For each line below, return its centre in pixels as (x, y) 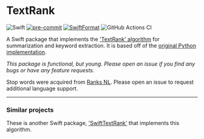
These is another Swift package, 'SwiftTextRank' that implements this (93, 123)
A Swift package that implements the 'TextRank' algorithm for (83, 39)
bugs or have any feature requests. (50, 70)
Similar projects (30, 110)
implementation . (26, 52)
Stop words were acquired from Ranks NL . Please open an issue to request (100, 82)
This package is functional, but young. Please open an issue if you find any (101, 64)
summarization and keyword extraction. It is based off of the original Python (101, 46)
